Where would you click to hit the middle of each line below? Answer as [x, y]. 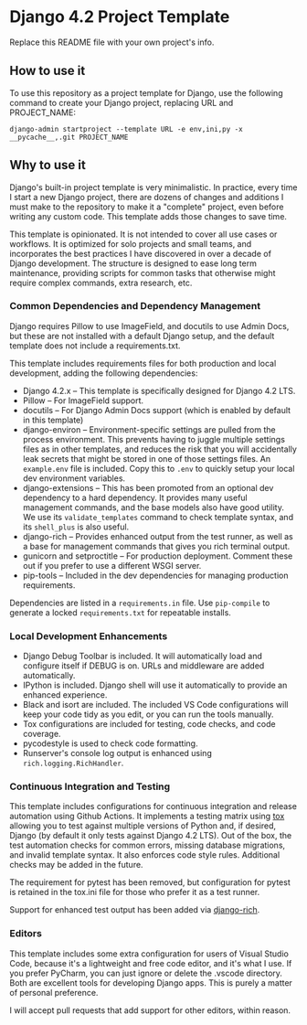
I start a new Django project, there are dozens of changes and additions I [147, 197]
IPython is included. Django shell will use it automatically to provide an [155, 685]
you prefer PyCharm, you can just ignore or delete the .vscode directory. [146, 973]
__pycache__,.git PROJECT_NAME [69, 137]
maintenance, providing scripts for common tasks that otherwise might [143, 272]
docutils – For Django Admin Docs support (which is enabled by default [156, 410]
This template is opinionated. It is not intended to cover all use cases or [143, 234]
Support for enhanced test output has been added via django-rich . [135, 910]
